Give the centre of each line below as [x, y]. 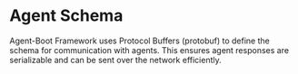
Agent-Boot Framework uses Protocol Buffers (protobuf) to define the [139, 41]
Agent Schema [66, 16]
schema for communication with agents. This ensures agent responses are [149, 50]
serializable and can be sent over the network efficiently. [115, 60]
